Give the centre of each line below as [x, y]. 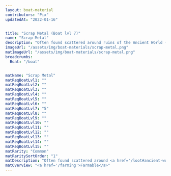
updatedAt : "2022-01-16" [32, 19]
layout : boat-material [29, 10]
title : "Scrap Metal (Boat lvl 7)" [43, 33]
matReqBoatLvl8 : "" [26, 113]
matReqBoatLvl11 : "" [27, 128]
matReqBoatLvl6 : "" [26, 104]
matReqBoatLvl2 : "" [26, 85]
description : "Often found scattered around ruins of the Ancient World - [86, 43]
